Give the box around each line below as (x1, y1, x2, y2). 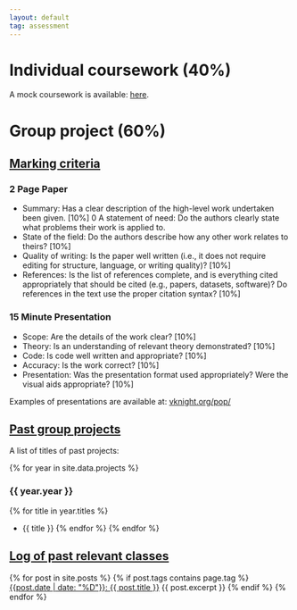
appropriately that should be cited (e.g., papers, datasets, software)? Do (21, 279, 288, 290)
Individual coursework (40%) (9, 60, 232, 80)
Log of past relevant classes (9, 548, 169, 564)
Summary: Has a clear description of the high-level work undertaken (21, 203, 275, 214)
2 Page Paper (9, 182, 69, 195)
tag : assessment (9, 21, 70, 30)
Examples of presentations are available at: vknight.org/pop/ (9, 396, 232, 406)
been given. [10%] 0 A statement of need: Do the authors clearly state (21, 213, 280, 223)
